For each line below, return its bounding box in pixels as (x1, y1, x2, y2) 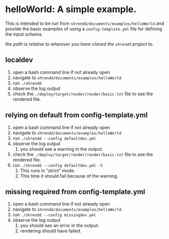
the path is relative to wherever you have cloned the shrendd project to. (5, 41, 154, 47)
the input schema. (5, 31, 43, 37)
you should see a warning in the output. (20, 146, 104, 152)
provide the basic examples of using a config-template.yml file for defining (5, 25, 162, 31)
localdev (5, 56, 33, 64)
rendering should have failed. (20, 228, 82, 234)
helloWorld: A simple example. (5, 4, 137, 15)
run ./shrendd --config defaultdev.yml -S (12, 162, 103, 168)
